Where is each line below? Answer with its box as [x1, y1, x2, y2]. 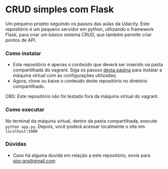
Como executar [5, 106, 45, 114]
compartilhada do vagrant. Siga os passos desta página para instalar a [12, 67, 162, 73]
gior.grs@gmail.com [12, 158, 55, 164]
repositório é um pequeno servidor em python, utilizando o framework [5, 26, 154, 32]
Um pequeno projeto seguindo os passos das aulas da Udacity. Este [5, 21, 150, 27]
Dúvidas [5, 140, 27, 147]
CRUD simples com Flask [5, 4, 114, 15]
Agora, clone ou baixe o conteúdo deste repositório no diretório [12, 78, 147, 84]
